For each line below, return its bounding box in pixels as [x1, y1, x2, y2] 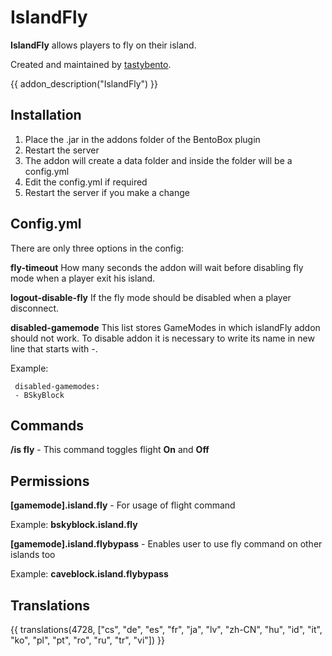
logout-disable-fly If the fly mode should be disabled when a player [10, 291, 292, 303]
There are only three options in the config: [10, 242, 185, 254]
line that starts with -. [10, 342, 98, 355]
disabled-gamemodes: [14, 381, 101, 391]
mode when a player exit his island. [10, 272, 156, 284]
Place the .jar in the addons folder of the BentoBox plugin [24, 133, 261, 145]
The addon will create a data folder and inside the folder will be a [24, 154, 293, 166]
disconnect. [10, 302, 60, 314]
